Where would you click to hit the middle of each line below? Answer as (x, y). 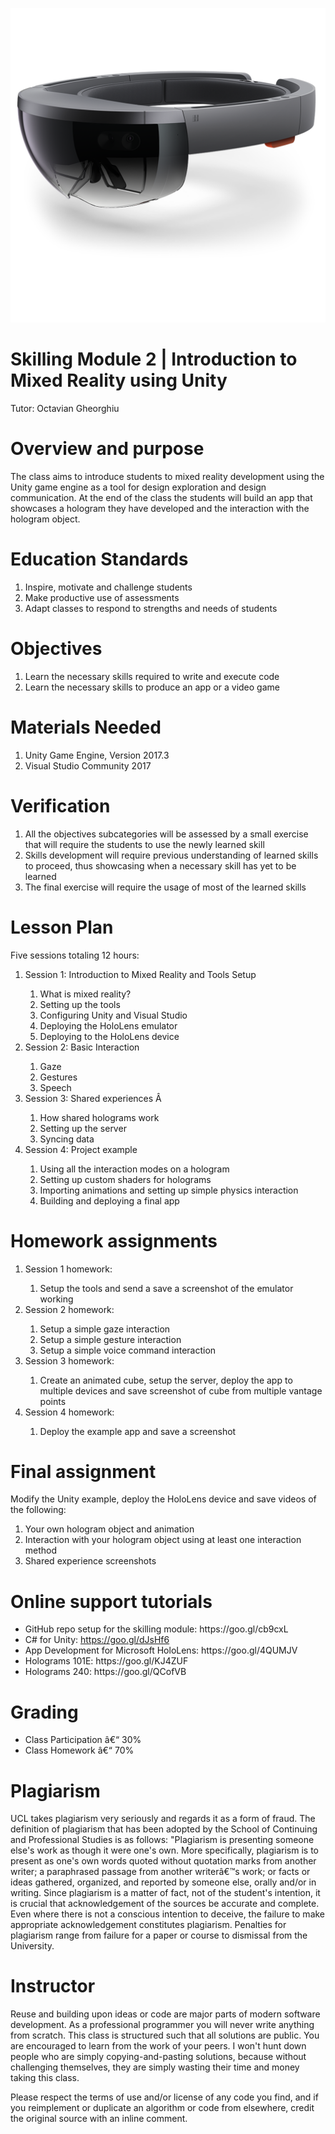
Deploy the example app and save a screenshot (138, 1431)
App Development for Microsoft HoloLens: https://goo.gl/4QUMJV (161, 1650)
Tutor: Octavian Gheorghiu (65, 408)
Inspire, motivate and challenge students (108, 587)
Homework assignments (114, 1240)
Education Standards (99, 559)
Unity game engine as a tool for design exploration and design (138, 487)
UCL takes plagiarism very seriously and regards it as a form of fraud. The (163, 1819)
